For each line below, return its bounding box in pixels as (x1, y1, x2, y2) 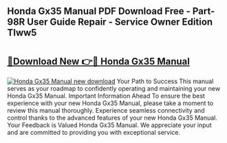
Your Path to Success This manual (116, 77, 214, 85)
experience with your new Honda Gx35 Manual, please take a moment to (7, 99, 214, 107)
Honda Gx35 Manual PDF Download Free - (7, 5, 191, 17)
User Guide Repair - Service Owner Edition (27, 16, 213, 28)
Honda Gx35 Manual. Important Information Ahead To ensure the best (7, 92, 205, 100)
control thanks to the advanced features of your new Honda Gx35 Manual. (7, 113, 218, 122)
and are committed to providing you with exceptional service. (7, 129, 181, 136)
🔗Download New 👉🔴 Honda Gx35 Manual (7, 55, 191, 67)
